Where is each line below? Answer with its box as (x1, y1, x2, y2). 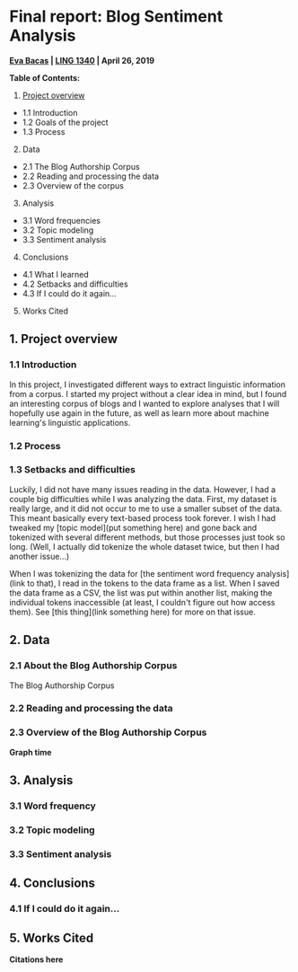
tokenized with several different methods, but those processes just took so (9, 532, 285, 543)
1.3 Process (22, 126, 66, 137)
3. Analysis (9, 773, 74, 788)
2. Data (9, 632, 50, 648)
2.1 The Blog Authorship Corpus (22, 161, 141, 172)
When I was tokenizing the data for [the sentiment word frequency (9, 568, 255, 579)
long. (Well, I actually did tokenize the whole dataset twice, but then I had (9, 541, 280, 552)
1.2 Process (9, 439, 61, 452)
